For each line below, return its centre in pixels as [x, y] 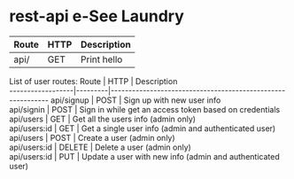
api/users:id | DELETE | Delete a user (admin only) [101, 147]
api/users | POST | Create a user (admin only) [92, 137]
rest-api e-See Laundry [97, 16]
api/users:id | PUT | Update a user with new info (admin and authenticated [145, 156]
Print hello [102, 59]
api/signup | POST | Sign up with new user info [135, 100]
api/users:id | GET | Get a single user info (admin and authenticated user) [143, 128]
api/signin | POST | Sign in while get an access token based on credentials [145, 109]
